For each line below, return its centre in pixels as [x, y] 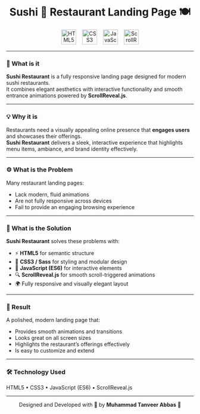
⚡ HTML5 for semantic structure [54, 253]
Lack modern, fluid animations [52, 194]
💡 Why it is [22, 116]
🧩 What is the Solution [39, 228]
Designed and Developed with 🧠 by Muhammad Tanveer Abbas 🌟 [100, 404]
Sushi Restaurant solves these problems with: [63, 241]
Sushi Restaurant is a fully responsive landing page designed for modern [96, 76]
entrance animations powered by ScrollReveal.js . [67, 96]
